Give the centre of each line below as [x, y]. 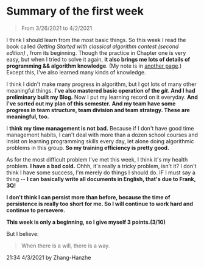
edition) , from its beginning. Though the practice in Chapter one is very [96, 52]
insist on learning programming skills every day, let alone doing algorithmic [100, 141]
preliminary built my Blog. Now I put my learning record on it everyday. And [102, 97]
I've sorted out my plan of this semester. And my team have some [91, 103]
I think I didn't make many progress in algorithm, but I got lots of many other [101, 84]
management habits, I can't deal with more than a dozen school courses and [102, 135]
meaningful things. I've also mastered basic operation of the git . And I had [101, 90]
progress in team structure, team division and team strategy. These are [98, 110]
